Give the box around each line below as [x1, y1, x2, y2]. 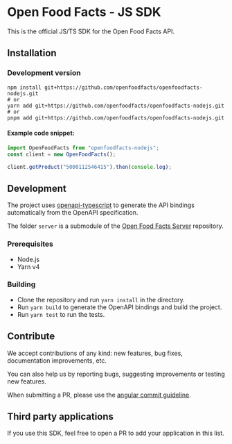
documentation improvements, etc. [7, 356, 107, 365]
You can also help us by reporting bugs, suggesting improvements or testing [7, 370, 225, 378]
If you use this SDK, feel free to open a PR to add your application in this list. [7, 429, 225, 438]
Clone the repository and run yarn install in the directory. [17, 295, 185, 304]
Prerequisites [7, 239, 53, 249]
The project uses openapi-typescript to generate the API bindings [7, 201, 195, 209]
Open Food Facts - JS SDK [7, 4, 161, 20]
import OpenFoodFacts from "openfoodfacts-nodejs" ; [7, 144, 159, 151]
